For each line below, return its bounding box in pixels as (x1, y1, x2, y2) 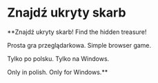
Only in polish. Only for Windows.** (7, 68, 108, 76)
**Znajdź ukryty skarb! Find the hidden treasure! (7, 28, 147, 36)
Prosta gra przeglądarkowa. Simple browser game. (7, 41, 152, 49)
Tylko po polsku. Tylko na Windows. (7, 54, 110, 63)
